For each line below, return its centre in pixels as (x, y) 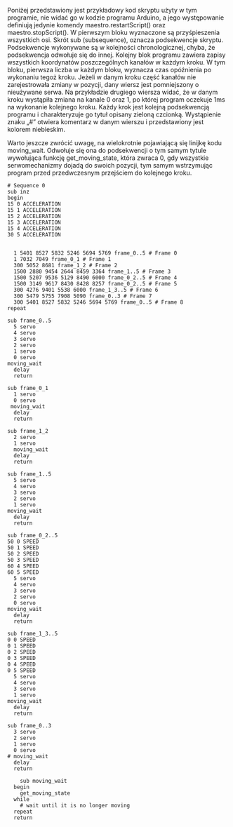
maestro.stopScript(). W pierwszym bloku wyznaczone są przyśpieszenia (113, 32)
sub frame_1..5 (29, 474)
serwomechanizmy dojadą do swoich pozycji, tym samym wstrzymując (110, 165)
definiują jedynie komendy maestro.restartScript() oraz (87, 25)
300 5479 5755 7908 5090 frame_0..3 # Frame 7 (83, 296)
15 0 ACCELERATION (34, 204)
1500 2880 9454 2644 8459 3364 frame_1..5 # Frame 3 (92, 271)
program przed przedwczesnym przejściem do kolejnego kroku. (100, 173)
